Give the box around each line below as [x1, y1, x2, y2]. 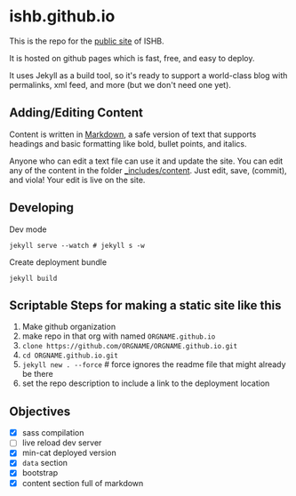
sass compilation [21, 428, 84, 438]
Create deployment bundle [9, 256, 108, 268]
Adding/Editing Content [9, 105, 144, 121]
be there [21, 369, 53, 380]
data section [21, 458, 68, 468]
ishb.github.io [9, 6, 116, 27]
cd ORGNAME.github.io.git [21, 351, 118, 361]
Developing [9, 200, 74, 215]
